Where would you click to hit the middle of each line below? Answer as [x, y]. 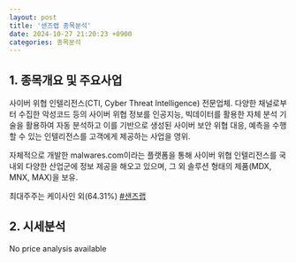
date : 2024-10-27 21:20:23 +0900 [71, 34]
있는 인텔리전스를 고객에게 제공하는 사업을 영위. [109, 136]
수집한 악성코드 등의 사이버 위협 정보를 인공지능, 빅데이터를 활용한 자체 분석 [148, 114]
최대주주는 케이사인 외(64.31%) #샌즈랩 [78, 197]
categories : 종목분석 [45, 42]
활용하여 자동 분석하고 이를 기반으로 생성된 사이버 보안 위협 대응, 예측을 [148, 126]
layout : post [33, 17]
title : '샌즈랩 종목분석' [50, 26]
